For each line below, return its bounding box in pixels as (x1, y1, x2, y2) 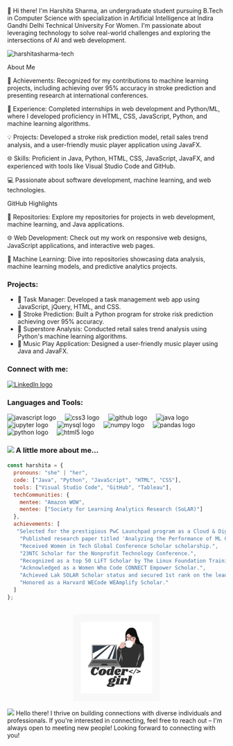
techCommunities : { (13, 491, 70, 498)
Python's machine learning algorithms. (17, 332, 128, 340)
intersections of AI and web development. (7, 36, 127, 44)
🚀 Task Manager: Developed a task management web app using (17, 295, 200, 304)
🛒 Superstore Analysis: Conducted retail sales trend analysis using (17, 325, 207, 333)
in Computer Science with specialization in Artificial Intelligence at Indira (7, 14, 214, 22)
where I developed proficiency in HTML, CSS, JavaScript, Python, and (7, 112, 208, 120)
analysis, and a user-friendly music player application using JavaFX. (7, 141, 202, 149)
